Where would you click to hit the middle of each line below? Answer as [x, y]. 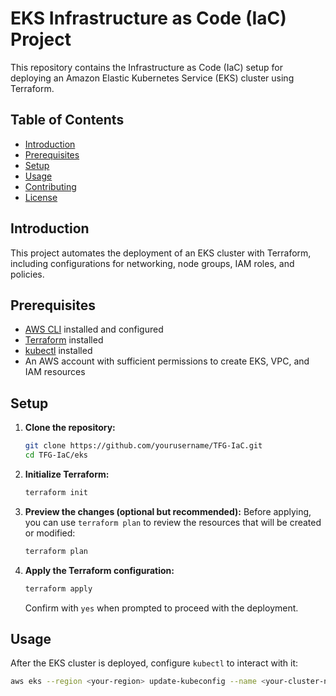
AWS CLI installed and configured [94, 329]
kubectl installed [58, 351]
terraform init [56, 492]
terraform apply [58, 588]
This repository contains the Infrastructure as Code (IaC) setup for [146, 67]
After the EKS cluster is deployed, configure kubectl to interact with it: [154, 663]
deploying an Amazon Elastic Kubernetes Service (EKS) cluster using [152, 78]
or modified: [50, 533]
